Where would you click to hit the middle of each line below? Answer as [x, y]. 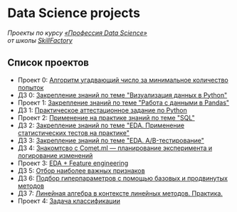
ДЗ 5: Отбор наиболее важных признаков [81, 170]
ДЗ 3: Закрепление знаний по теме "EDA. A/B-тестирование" [111, 140]
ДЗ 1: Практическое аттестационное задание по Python [102, 110]
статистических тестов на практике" [74, 132]
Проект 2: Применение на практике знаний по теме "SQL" [106, 117]
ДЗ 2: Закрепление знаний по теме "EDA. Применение [101, 125]
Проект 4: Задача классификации [69, 201]
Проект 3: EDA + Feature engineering [73, 163]
